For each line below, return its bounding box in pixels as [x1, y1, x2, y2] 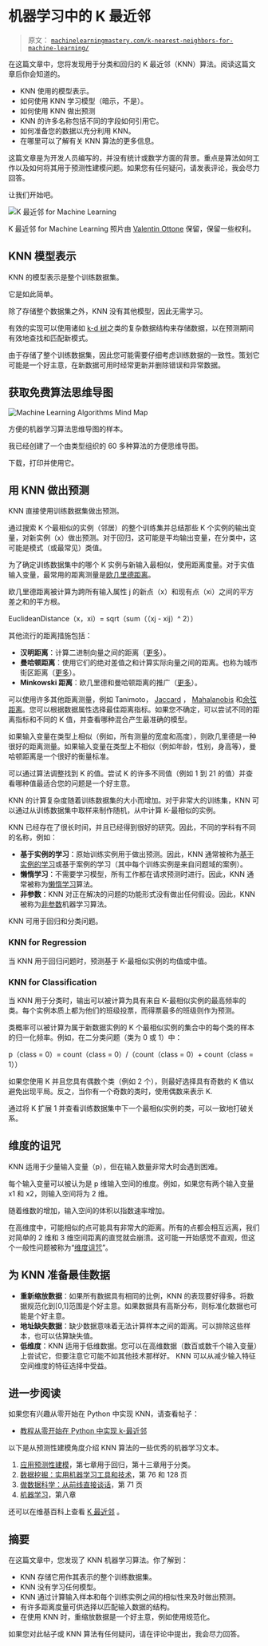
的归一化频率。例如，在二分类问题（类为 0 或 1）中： [8, 1032, 183, 1042]
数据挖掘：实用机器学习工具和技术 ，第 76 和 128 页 [19, 1470, 187, 1480]
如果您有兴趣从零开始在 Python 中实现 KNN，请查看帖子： [8, 1409, 199, 1418]
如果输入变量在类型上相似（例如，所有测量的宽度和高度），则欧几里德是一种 [8, 732, 257, 741]
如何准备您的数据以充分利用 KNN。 [19, 125, 136, 136]
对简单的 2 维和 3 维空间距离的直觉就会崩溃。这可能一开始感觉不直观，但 [8, 1232, 249, 1242]
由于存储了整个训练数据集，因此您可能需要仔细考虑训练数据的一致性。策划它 [8, 350, 260, 359]
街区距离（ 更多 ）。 [19, 668, 80, 677]
